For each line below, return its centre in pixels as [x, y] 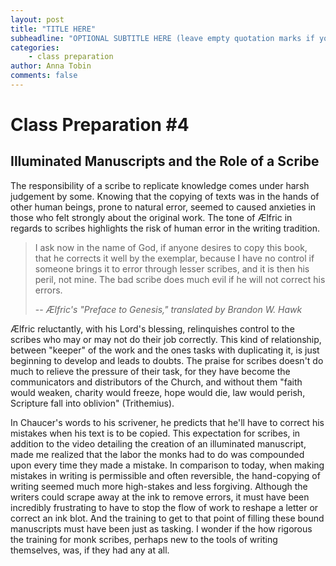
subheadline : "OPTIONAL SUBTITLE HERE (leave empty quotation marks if [162, 38]
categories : [35, 47]
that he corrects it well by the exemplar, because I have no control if [174, 258]
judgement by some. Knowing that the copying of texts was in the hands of [165, 196]
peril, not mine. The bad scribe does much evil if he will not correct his [180, 279]
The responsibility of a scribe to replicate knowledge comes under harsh [160, 185]
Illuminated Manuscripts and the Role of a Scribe [165, 161]
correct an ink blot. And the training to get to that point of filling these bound [167, 518]
